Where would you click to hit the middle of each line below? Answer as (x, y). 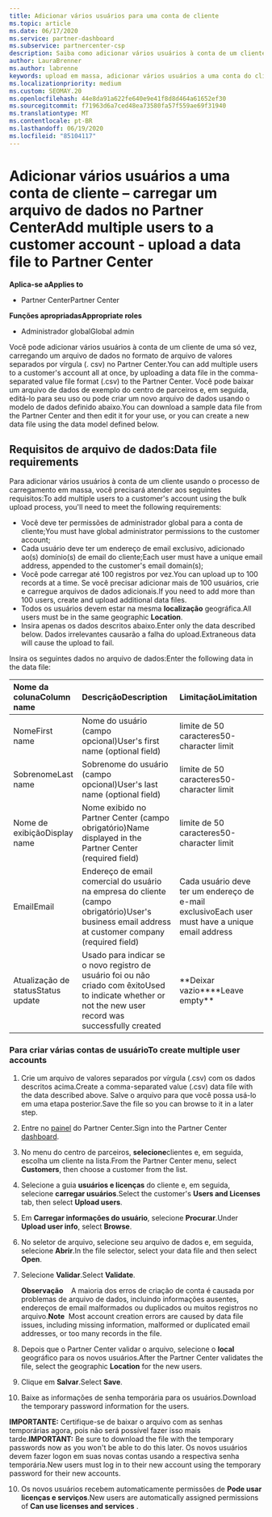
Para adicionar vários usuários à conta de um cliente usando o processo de (135, 481)
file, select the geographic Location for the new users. (111, 1366)
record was (103, 1016)
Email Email (34, 907)
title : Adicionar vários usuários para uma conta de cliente (114, 16)
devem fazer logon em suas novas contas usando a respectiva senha (124, 1456)
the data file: (30, 667)
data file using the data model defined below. (84, 424)
